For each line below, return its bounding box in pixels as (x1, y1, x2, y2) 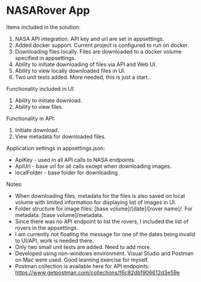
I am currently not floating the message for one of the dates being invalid (14, 230, 196, 238)
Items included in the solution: (6, 23, 81, 31)
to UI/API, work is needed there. (14, 237, 94, 244)
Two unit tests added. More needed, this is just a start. (14, 73, 150, 81)
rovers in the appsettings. (14, 224, 79, 231)
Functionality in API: (6, 115, 56, 122)
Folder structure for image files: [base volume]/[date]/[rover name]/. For (14, 205, 193, 212)
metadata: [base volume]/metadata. (14, 211, 104, 218)
